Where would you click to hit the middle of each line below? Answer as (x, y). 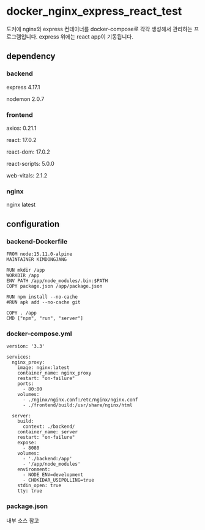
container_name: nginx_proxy (54, 373)
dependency (31, 56)
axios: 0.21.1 (21, 128)
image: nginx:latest (43, 368)
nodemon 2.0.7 (25, 99)
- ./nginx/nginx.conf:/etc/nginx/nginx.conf (80, 400)
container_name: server (48, 432)
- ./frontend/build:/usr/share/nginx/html (77, 405)
